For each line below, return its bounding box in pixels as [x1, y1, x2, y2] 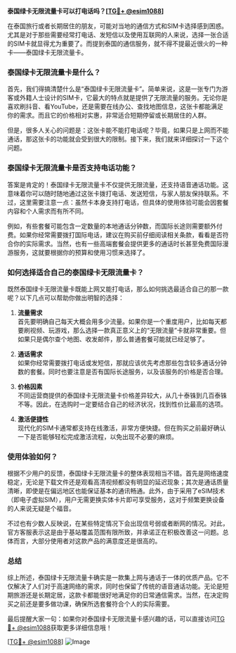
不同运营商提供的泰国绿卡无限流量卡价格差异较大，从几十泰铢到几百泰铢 [17, 391, 227, 400]
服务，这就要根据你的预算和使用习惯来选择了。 [13, 248, 149, 256]
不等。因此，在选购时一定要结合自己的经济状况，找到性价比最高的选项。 [17, 400, 227, 408]
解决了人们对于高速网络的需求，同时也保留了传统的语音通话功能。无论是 [13, 582, 223, 590]
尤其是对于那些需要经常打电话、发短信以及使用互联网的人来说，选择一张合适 [7, 31, 229, 39]
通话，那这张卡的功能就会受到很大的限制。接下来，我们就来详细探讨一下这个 [7, 135, 229, 144]
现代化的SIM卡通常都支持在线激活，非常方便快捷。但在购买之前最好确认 [17, 424, 226, 432]
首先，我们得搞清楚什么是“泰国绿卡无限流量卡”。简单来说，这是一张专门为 [7, 84, 223, 94]
